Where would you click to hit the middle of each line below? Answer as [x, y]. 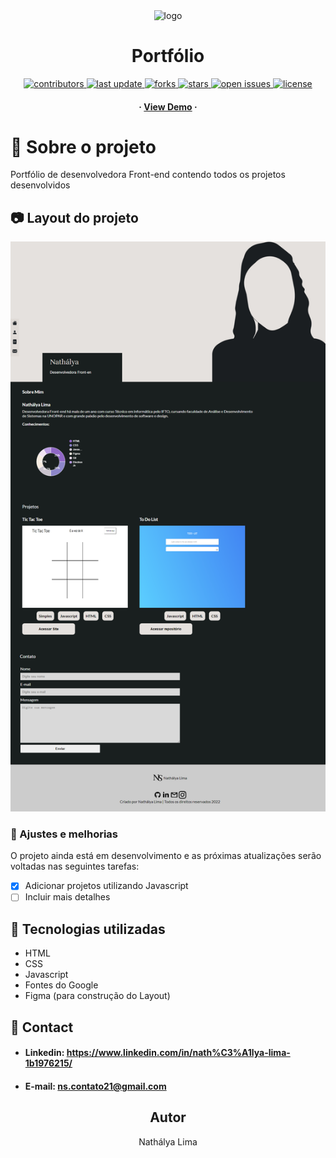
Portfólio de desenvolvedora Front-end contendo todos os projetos [148, 175]
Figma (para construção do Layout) [97, 996]
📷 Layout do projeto [74, 217]
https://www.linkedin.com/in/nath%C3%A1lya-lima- [178, 1053]
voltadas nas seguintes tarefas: [75, 866]
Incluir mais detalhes [67, 897]
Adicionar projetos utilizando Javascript [106, 886]
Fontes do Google [61, 985]
